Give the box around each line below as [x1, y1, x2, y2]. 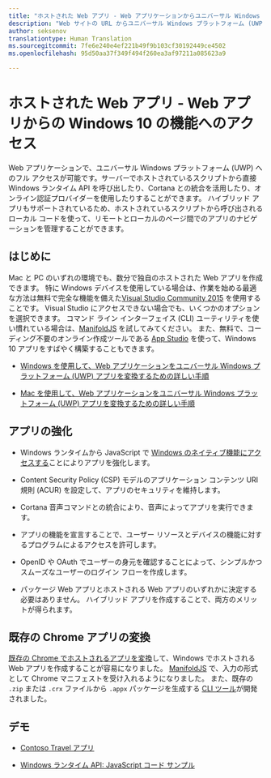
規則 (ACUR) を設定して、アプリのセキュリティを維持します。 [19, 485, 225, 494]
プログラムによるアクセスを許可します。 [27, 540, 161, 549]
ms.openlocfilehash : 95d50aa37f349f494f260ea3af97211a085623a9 [8, 49, 227, 58]
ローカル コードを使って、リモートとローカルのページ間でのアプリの [8, 213, 237, 223]
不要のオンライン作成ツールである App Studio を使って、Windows [36, 333, 256, 343]
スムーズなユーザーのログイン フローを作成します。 [19, 566, 192, 576]
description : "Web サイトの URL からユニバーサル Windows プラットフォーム [8, 19, 245, 28]
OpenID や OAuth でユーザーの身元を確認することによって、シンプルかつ [19, 557, 263, 566]
